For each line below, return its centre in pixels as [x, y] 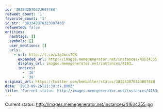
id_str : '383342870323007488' [36, 23]
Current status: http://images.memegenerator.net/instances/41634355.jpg [79, 104]
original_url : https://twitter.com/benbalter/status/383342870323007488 [80, 81]
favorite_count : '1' [26, 18]
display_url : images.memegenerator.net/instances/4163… [75, 64]
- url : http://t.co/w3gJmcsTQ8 [45, 55]
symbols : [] [22, 41]
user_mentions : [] [28, 46]
